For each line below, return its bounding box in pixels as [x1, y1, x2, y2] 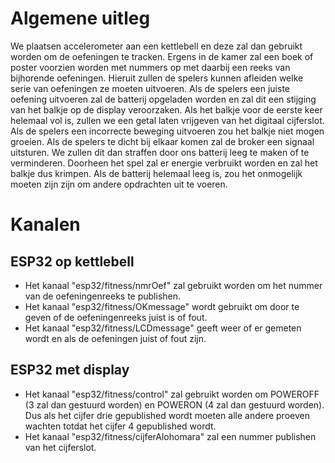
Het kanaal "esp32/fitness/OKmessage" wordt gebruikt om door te [24, 300, 300, 312]
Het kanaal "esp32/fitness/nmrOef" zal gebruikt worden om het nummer [24, 279, 323, 291]
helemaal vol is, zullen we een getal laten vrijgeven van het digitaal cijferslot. [10, 114, 325, 126]
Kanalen [10, 213, 81, 236]
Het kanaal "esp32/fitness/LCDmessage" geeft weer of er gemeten [24, 322, 302, 334]
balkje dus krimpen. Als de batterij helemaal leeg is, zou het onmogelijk [10, 167, 303, 179]
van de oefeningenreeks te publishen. [24, 290, 182, 302]
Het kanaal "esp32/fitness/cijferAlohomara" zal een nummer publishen [24, 430, 317, 442]
